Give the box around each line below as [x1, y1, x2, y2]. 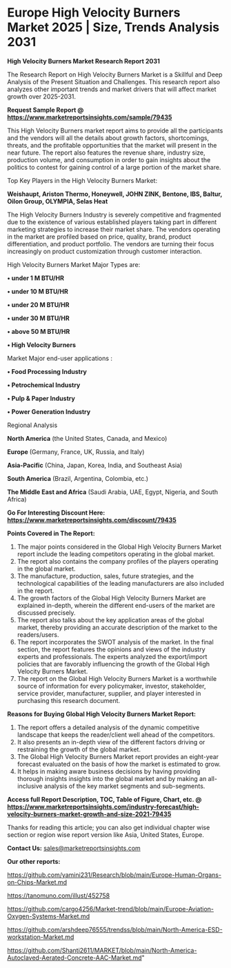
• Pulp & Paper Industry [7, 394, 76, 402]
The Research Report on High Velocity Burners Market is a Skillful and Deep [7, 70, 223, 79]
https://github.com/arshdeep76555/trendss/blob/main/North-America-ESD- [7, 925, 223, 934]
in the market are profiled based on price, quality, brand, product [7, 233, 192, 241]
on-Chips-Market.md [7, 878, 68, 886]
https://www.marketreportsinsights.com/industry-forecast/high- [7, 802, 200, 811]
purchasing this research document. [17, 696, 121, 704]
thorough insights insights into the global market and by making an [17, 774, 207, 782]
